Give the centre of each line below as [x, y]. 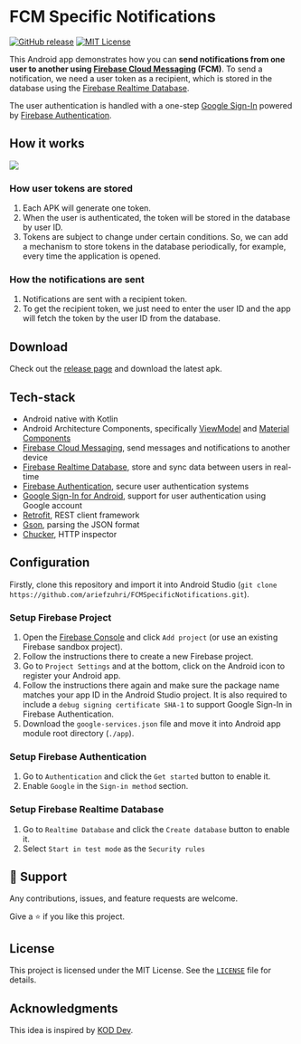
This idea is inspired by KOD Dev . [71, 1030]
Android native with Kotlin [70, 419]
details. [23, 980]
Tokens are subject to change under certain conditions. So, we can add [155, 237]
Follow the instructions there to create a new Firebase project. [138, 657]
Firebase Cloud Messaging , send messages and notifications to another [156, 447]
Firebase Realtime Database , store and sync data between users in [147, 467]
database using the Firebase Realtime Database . [99, 88]
